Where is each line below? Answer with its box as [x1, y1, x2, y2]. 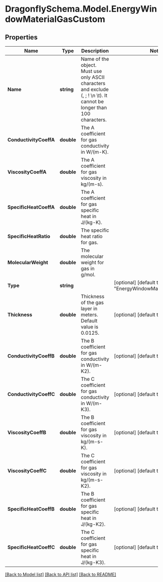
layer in [81, 305, 98, 312]
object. [81, 62, 97, 68]
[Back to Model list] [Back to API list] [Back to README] [5, 572, 116, 577]
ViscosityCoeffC [7, 467, 47, 474]
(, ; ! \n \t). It [81, 92, 108, 99]
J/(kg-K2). [81, 521, 106, 528]
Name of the [81, 56, 109, 62]
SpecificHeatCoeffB [7, 506, 55, 512]
